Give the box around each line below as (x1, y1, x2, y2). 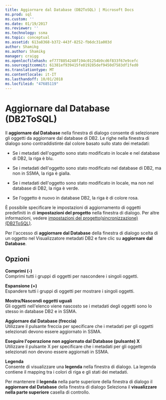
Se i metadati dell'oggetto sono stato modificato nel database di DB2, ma (12, 165, 162, 171)
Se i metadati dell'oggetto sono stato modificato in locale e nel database (12, 150, 160, 156)
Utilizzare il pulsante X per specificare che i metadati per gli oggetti (5, 344, 142, 350)
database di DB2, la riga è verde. (12, 185, 79, 191)
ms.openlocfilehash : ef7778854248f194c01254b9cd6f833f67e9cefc (5, 58, 139, 63)
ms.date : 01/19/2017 (5, 21, 48, 26)
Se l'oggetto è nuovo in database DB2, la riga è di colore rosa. (12, 195, 139, 200)
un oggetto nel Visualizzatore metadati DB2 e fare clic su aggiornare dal (5, 235, 153, 241)
